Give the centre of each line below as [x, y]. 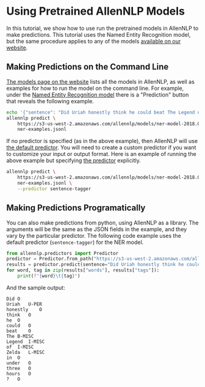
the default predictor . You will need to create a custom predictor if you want [101, 147]
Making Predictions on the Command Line [88, 67]
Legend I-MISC [26, 341]
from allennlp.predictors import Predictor [63, 253]
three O [19, 368]
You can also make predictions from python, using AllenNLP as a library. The [103, 223]
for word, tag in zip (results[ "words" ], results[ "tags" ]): [83, 270]
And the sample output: [36, 287]
